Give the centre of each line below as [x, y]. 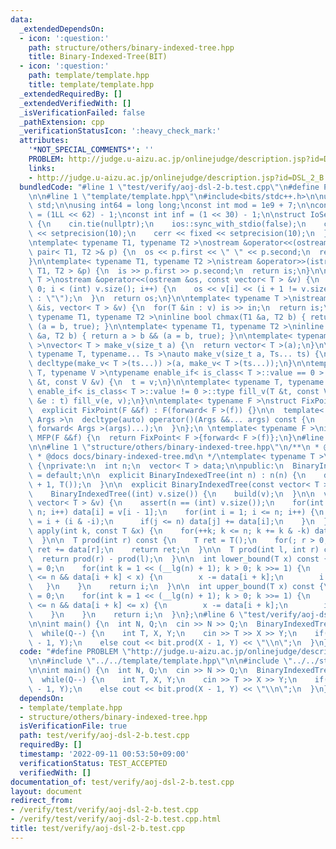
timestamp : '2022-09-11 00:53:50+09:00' [104, 754]
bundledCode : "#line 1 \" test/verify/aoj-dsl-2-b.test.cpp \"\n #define [169, 187]
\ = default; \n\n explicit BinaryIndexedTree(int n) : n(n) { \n [167, 475]
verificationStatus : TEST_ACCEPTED [93, 763]
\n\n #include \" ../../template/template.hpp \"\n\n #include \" [160, 661]
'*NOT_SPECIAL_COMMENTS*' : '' [91, 150]
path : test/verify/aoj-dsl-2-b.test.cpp [104, 736]
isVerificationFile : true [73, 726]
